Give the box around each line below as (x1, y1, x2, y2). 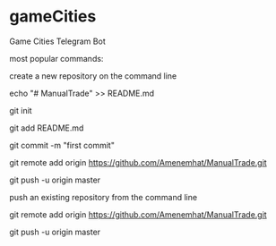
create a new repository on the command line (9, 70, 177, 81)
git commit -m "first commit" (9, 140, 115, 150)
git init (9, 105, 33, 115)
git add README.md (9, 123, 84, 133)
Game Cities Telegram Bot (9, 36, 106, 47)
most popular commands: (9, 53, 104, 64)
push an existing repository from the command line (9, 191, 198, 202)
